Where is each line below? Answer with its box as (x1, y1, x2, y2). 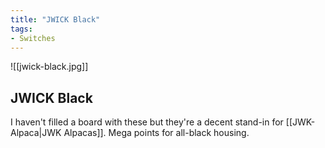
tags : (10, 24, 33, 34)
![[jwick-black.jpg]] (10, 61, 89, 73)
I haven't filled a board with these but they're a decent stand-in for (10, 116, 284, 128)
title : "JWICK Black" (10, 14, 101, 25)
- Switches (10, 33, 56, 43)
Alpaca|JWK (10, 127, 62, 139)
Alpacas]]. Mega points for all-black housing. (63, 127, 250, 139)
